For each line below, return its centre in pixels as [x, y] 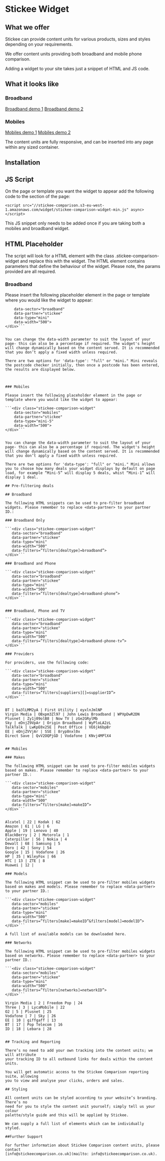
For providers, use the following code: [47, 663]
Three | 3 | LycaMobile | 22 [35, 1008]
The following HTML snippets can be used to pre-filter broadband [75, 503]
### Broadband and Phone [31, 564]
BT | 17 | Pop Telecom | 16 [34, 1025]
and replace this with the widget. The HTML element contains [82, 261]
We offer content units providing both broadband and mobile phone [73, 54]
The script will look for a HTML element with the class [60, 256]
